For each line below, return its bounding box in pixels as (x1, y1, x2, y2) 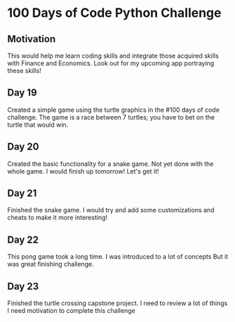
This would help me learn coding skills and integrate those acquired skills (7, 51, 219, 60)
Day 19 (7, 86, 37, 99)
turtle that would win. (7, 120, 69, 129)
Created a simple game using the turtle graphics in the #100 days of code (7, 105, 220, 114)
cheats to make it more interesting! (7, 213, 107, 222)
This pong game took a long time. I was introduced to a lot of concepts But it (7, 252, 229, 261)
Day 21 (7, 188, 37, 200)
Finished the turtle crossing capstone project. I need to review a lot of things (7, 299, 228, 307)
